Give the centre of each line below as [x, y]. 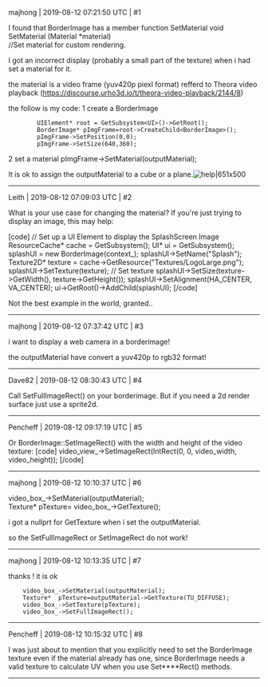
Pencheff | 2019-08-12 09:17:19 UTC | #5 [75, 427]
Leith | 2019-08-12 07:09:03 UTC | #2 [70, 197]
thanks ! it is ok [33, 576]
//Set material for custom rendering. [67, 45]
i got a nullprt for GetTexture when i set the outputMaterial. [104, 522]
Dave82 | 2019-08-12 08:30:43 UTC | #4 [75, 380]
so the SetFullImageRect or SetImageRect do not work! [98, 537]
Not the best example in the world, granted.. [81, 303]
